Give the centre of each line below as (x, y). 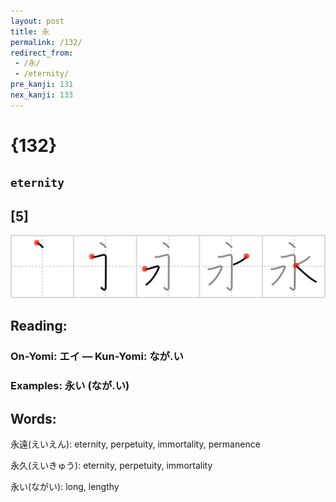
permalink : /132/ (46, 42)
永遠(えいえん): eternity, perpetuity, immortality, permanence (135, 444)
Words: (33, 418)
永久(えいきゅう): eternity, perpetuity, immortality (111, 465)
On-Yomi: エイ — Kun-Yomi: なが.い (97, 357)
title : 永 (30, 31)
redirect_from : (42, 53)
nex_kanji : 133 (42, 95)
